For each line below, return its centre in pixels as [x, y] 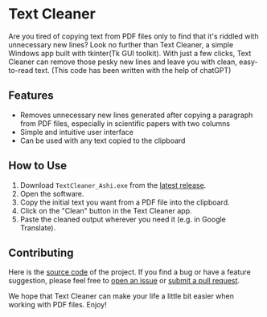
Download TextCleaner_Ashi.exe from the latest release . [113, 185]
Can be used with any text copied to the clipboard [103, 140]
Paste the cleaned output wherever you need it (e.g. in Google [123, 219]
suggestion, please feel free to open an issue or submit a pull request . [124, 281]
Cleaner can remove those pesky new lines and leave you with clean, [123, 62]
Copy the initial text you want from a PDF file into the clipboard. [125, 202]
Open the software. [52, 193]
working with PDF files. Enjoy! [58, 305]
